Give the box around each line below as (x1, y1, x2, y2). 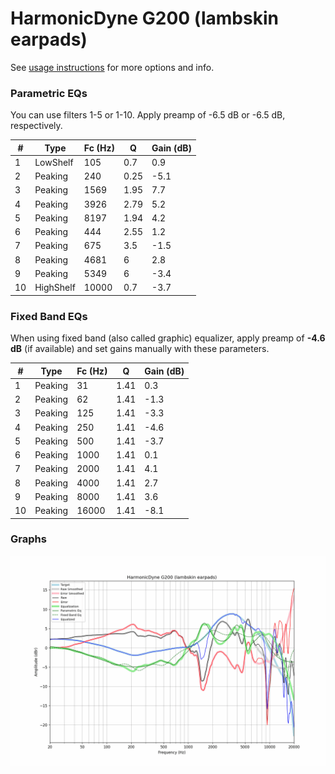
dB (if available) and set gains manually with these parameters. (10, 343, 270, 355)
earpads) (10, 28, 88, 51)
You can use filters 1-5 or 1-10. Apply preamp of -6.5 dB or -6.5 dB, (10, 109, 286, 121)
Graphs (10, 532, 47, 546)
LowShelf (34, 156, 74, 168)
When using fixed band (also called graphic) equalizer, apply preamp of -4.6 (10, 332, 326, 344)
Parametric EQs (10, 86, 88, 100)
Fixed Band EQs (10, 309, 88, 323)
